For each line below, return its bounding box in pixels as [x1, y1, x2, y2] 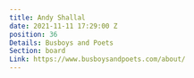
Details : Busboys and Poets [9, 38, 114, 48]
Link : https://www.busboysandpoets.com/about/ [9, 55, 186, 64]
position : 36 [9, 30, 58, 39]
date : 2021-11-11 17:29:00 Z [9, 22, 118, 30]
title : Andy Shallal [9, 13, 87, 22]
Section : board [9, 47, 66, 56]
